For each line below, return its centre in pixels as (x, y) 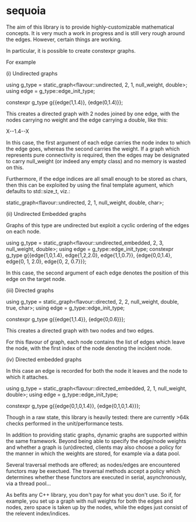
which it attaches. (27, 377)
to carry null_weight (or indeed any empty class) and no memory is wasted (96, 161)
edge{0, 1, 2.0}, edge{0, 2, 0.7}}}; (46, 261)
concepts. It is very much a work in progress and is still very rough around (96, 33)
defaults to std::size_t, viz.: (38, 191)
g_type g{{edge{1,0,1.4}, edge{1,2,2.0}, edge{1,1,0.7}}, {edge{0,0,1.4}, (89, 255)
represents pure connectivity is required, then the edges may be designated (98, 155)
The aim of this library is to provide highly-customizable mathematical (90, 27)
